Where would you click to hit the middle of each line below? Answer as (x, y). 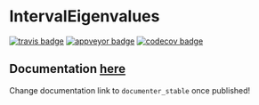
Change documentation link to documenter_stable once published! (130, 90)
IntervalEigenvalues (85, 16)
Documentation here (68, 69)
